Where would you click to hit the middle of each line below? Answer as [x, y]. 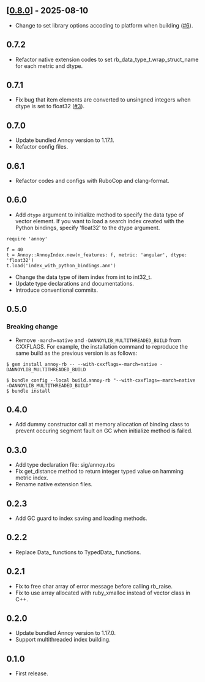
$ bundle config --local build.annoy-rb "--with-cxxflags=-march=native [101, 380]
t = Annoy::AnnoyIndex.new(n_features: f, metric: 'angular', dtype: [97, 255]
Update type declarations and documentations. [75, 283]
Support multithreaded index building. [63, 640]
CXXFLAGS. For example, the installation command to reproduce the [102, 346]
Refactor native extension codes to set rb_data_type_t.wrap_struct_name [107, 59]
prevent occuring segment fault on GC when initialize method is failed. [104, 431]
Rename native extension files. [54, 484]
